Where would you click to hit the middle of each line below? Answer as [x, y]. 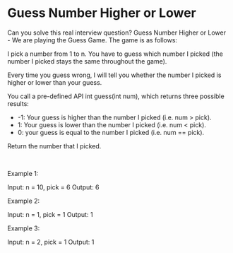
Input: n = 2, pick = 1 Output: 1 [51, 242]
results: [18, 103]
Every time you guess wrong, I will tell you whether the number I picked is [114, 75]
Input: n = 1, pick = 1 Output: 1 [50, 214]
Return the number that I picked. [54, 146]
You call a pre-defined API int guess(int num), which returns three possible [116, 96]
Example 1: [23, 173]
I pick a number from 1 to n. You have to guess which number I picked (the [115, 54]
